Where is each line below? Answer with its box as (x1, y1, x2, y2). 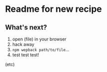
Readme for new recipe (5, 3, 102, 15)
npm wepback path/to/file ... (12, 47, 70, 52)
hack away (12, 41, 35, 47)
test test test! (12, 52, 39, 58)
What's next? (5, 23, 47, 32)
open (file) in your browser (12, 36, 67, 42)
